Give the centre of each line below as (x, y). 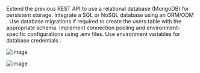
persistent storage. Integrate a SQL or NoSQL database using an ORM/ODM (100, 15)
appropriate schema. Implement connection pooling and (76, 28)
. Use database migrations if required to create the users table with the (94, 21)
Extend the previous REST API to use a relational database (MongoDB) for (98, 9)
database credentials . (34, 40)
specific (16, 34)
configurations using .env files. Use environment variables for (104, 34)
